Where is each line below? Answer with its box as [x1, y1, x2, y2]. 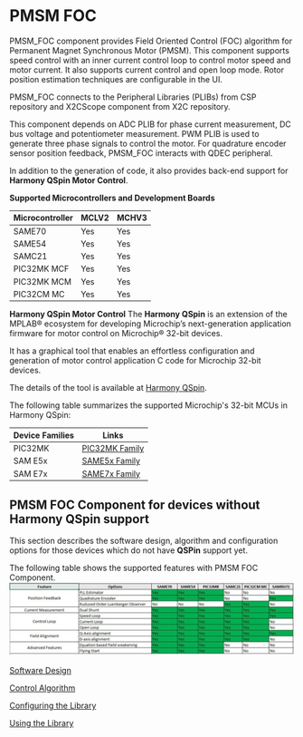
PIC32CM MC [13, 288, 65, 299]
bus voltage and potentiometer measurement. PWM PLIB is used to [9, 128, 260, 139]
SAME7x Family [81, 468, 141, 479]
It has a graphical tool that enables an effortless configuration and [9, 345, 255, 356]
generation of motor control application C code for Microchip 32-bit [9, 355, 261, 366]
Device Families [13, 430, 75, 441]
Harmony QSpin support [9, 511, 149, 527]
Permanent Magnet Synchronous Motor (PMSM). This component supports [9, 44, 289, 55]
